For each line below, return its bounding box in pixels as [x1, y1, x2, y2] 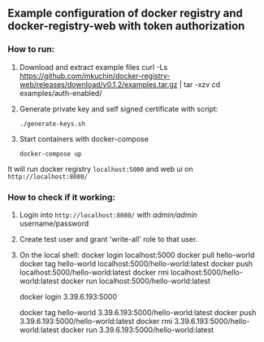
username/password [19, 218, 89, 228]
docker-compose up [19, 150, 82, 158]
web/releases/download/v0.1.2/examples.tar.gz [19, 79, 178, 89]
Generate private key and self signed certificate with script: [19, 103, 219, 113]
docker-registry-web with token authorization [7, 20, 245, 33]
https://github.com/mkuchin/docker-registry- [19, 71, 171, 81]
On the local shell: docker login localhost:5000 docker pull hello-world [19, 250, 255, 260]
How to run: [7, 44, 55, 55]
